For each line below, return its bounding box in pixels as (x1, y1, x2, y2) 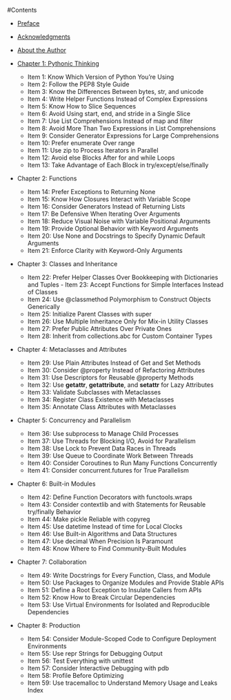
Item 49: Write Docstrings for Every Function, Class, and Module (27, 571, 211, 579)
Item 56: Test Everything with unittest (27, 656, 134, 665)
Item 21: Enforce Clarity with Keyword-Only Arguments (27, 247, 183, 254)
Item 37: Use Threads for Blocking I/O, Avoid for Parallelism (27, 437, 197, 445)
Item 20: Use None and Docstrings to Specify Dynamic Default (27, 231, 205, 240)
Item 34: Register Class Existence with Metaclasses (27, 395, 174, 404)
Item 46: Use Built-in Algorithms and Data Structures (27, 530, 177, 538)
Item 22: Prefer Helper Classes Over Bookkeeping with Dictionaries (27, 273, 219, 281)
